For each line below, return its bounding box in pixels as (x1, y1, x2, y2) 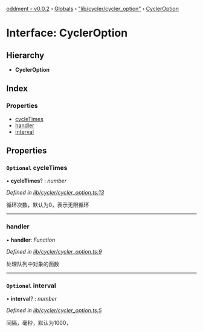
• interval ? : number (6, 295, 57, 302)
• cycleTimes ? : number (6, 177, 67, 184)
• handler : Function (6, 236, 56, 243)
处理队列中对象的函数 (6, 260, 59, 268)
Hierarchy (6, 50, 45, 60)
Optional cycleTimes (6, 164, 68, 172)
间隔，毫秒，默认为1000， (6, 319, 72, 326)
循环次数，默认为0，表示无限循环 (6, 201, 89, 208)
